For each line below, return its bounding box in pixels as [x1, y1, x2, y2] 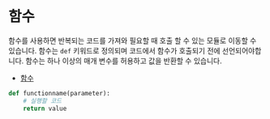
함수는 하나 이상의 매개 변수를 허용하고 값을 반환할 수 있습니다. [25, 56, 222, 66]
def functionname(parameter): [8, 89, 111, 97]
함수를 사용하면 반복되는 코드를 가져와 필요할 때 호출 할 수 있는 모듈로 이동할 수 [8, 36, 257, 45]
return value [23, 104, 67, 113]
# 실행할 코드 [23, 96, 62, 105]
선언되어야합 [221, 45, 262, 55]
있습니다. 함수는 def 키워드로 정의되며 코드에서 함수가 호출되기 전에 [8, 45, 221, 55]
